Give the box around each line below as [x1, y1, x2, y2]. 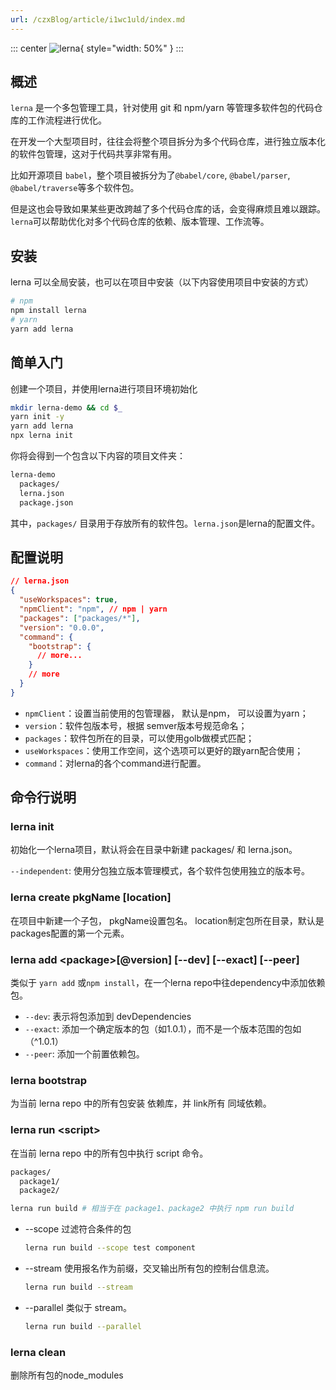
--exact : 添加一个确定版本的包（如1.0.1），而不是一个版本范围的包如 [24, 1023, 302, 1035]
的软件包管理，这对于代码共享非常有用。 [10, 148, 177, 160]
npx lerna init [10, 431, 74, 441]
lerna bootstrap [10, 1073, 88, 1087]
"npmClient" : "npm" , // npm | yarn [19, 604, 168, 614]
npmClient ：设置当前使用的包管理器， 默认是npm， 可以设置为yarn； [24, 707, 309, 719]
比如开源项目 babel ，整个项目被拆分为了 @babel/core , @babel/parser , [10, 169, 291, 181]
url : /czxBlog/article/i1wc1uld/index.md [10, 14, 186, 25]
